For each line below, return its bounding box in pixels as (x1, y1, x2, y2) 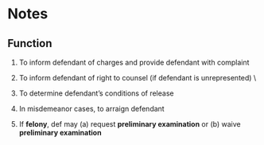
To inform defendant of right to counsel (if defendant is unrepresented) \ (18, 73, 257, 82)
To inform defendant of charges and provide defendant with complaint (18, 57, 250, 67)
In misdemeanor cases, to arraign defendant (18, 104, 165, 113)
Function (7, 37, 52, 50)
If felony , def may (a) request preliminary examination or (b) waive (18, 120, 241, 128)
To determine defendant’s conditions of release (18, 88, 174, 98)
